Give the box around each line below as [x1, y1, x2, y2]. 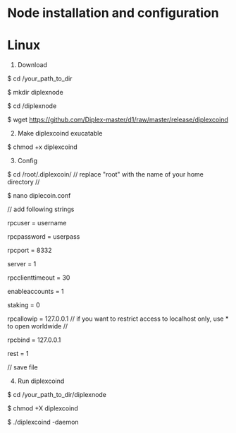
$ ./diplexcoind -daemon [7, 418, 79, 427]
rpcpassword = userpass [7, 232, 80, 241]
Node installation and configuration [7, 5, 220, 21]
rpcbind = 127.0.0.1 [7, 336, 61, 344]
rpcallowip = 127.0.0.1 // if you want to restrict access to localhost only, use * [7, 314, 229, 323]
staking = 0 [7, 301, 40, 309]
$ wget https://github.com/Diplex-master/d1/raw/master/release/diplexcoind [7, 115, 229, 124]
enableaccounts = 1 [7, 287, 65, 296]
